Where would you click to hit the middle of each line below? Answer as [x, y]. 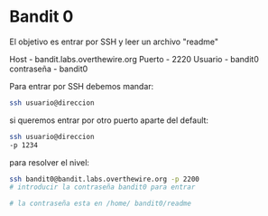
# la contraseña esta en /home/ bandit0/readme [101, 204]
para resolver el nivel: [50, 162]
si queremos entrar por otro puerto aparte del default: [109, 120]
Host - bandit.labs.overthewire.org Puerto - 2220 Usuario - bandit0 [134, 59]
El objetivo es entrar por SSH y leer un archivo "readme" [114, 42]
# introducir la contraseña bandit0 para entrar [102, 187]
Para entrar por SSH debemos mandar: [82, 86]
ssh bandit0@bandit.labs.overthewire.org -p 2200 [105, 179]
